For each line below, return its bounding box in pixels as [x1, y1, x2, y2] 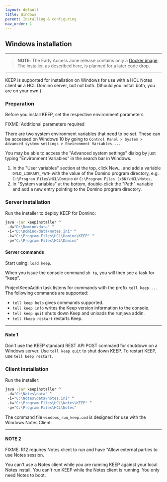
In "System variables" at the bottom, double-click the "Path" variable [12, 181, 153, 187]
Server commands [5, 249, 44, 255]
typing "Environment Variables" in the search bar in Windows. [5, 156, 132, 161]
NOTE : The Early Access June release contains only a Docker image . [17, 58, 159, 64]
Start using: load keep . [5, 260, 51, 266]
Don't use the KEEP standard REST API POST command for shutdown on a [5, 342, 158, 349]
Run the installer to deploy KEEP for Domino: [5, 210, 96, 216]
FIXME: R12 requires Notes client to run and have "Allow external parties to [5, 447, 158, 453]
